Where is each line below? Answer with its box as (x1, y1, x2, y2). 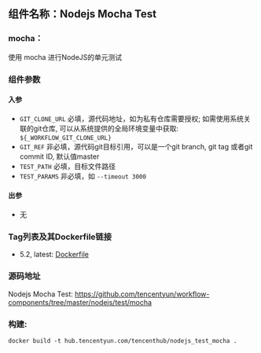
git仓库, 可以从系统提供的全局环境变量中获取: (33, 123, 179, 133)
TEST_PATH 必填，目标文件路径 (19, 161, 116, 171)
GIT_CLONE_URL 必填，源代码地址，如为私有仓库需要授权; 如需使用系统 (19, 113, 244, 123)
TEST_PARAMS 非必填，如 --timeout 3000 (19, 171, 147, 181)
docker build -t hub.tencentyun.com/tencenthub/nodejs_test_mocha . (8, 336, 237, 344)
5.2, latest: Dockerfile (19, 250, 89, 259)
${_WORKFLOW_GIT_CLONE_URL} (19, 134, 112, 142)
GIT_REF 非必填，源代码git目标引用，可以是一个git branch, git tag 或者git (19, 142, 253, 151)
